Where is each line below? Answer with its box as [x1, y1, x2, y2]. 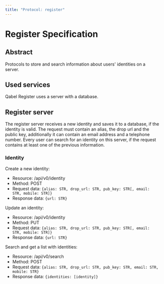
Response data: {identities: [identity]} [12, 273, 98, 279]
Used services [5, 81, 50, 89]
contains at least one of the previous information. [5, 142, 105, 148]
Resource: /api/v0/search [12, 253, 64, 259]
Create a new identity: [5, 166, 50, 172]
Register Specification [5, 28, 98, 39]
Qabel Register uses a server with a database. [5, 94, 98, 100]
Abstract [5, 48, 33, 57]
